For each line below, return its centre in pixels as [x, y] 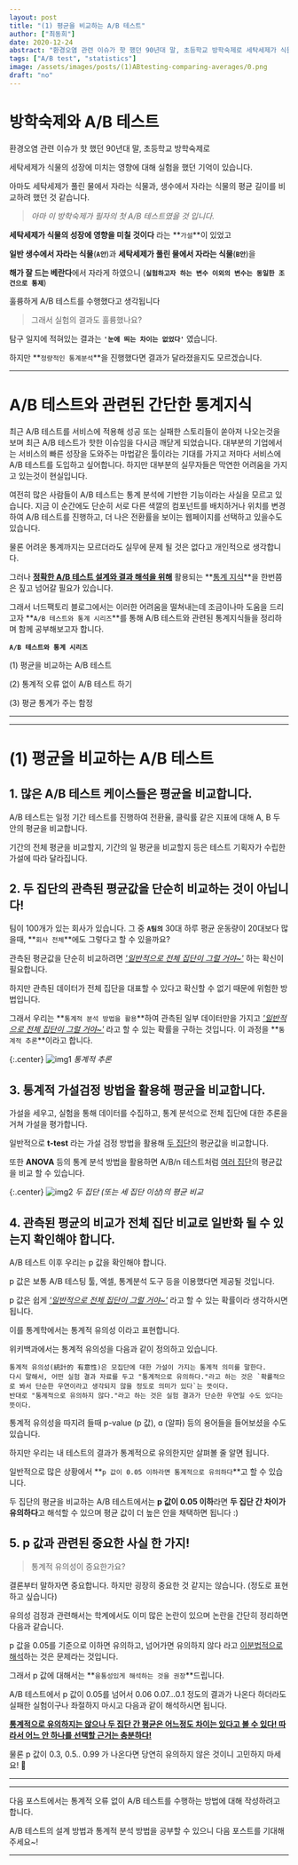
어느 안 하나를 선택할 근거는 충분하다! [89, 1735]
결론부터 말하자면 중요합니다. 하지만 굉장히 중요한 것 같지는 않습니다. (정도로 [141, 1585]
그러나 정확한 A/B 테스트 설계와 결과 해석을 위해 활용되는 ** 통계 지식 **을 [134, 576]
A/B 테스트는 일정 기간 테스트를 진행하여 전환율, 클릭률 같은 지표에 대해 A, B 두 [145, 817]
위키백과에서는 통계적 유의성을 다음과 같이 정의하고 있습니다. [114, 1349]
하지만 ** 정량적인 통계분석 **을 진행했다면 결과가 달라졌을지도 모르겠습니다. [136, 357]
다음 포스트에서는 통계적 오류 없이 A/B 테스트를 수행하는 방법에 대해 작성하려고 [145, 1800]
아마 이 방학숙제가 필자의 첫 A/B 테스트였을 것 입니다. [122, 216]
